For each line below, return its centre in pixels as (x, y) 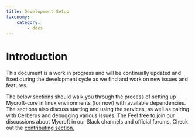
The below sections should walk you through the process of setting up (91, 97)
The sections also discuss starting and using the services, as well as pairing (97, 109)
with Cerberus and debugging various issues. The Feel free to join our (90, 115)
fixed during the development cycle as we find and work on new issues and (97, 79)
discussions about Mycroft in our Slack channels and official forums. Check (97, 122)
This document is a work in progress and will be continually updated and (94, 73)
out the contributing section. (40, 128)
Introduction (37, 57)
